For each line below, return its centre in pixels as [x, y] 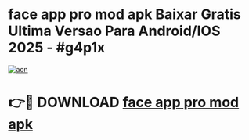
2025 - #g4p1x [57, 48]
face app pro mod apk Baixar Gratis [125, 14]
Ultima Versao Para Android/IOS [114, 31]
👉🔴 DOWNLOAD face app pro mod [124, 102]
